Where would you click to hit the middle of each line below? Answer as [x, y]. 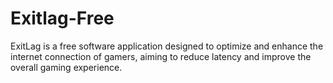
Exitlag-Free [62, 18]
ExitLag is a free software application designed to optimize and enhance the [167, 46]
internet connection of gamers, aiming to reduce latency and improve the [161, 56]
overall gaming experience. [66, 67]
